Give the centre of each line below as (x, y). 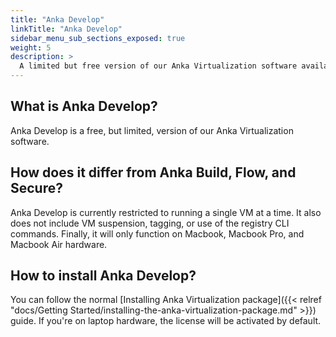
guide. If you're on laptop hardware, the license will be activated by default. (166, 321)
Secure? (36, 188)
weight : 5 (31, 47)
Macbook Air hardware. (59, 244)
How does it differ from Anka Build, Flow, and (153, 172)
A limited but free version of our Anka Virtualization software (158, 66)
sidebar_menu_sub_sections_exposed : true (98, 38)
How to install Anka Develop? (103, 276)
